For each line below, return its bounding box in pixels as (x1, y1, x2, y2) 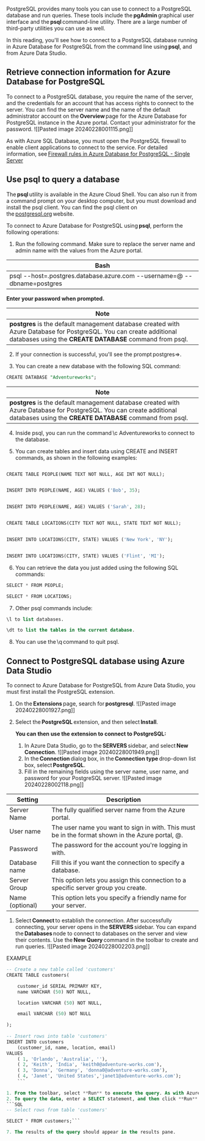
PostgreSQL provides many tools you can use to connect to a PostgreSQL (6, 5, 192, 12)
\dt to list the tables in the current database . (6, 627, 135, 633)
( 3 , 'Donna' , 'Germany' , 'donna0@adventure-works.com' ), (17, 1067, 168, 1074)
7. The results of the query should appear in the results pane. (6, 1129, 176, 1136)
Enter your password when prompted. (6, 294, 105, 302)
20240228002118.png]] (24, 781, 84, 789)
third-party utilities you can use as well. (6, 24, 106, 32)
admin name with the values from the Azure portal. (15, 247, 143, 254)
